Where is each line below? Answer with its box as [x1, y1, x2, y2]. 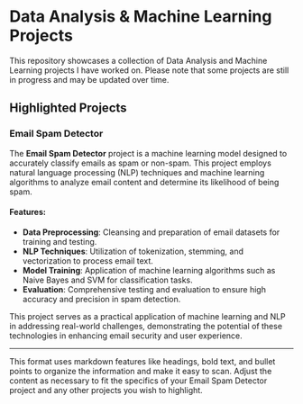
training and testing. [22, 236, 97, 247]
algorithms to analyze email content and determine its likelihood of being [9, 176, 280, 187]
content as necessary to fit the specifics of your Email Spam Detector [9, 375, 268, 386]
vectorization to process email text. [22, 255, 153, 266]
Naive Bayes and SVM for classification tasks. [22, 274, 194, 285]
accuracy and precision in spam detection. [22, 293, 181, 304]
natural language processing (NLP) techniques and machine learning [9, 166, 265, 177]
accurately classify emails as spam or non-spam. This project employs [9, 157, 272, 168]
